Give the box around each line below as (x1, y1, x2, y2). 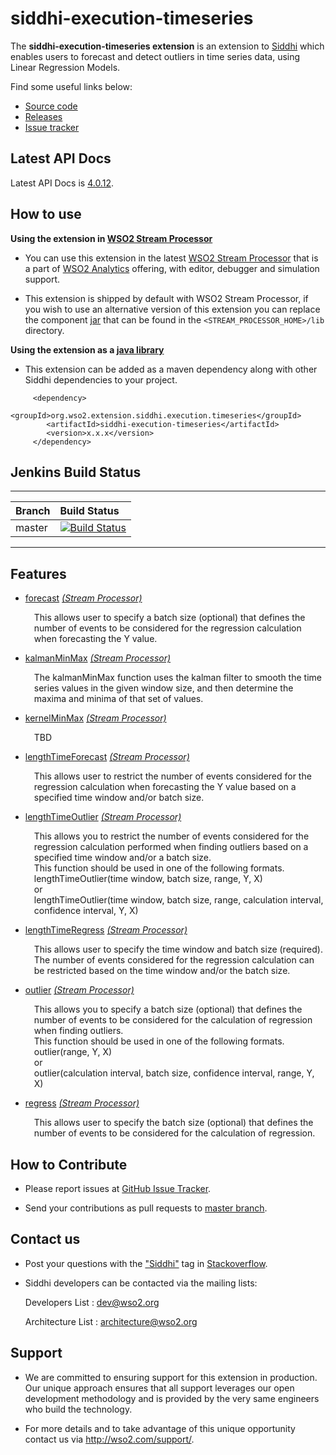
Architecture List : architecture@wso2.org (24, 1315, 198, 1327)
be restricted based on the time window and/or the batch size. (33, 965, 291, 977)
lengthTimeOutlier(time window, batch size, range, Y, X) (33, 873, 263, 885)
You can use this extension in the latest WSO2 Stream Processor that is (24, 252, 319, 264)
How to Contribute (10, 1156, 128, 1173)
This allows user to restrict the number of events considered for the (33, 770, 312, 782)
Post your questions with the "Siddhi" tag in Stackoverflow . (24, 1257, 268, 1269)
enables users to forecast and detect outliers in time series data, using (10, 50, 301, 62)
